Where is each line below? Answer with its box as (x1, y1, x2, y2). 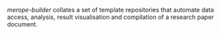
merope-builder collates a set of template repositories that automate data (7, 6, 214, 14)
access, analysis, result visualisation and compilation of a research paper (7, 13, 214, 21)
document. (7, 20, 38, 28)
